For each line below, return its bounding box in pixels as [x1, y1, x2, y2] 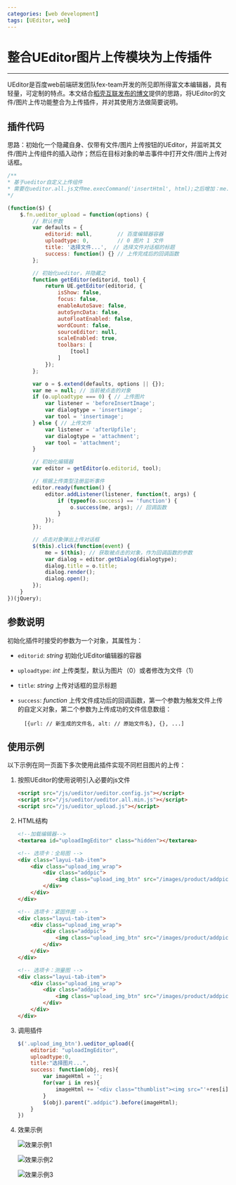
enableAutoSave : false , [57, 302, 128, 309]
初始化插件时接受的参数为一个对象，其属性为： [7, 636, 143, 644]
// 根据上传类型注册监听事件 [32, 478, 105, 485]
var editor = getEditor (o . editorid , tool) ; [32, 465, 162, 472]
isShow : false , [57, 289, 102, 296]
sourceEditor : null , [57, 328, 118, 335]
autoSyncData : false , [57, 309, 121, 316]
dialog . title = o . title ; [44, 562, 118, 570]
